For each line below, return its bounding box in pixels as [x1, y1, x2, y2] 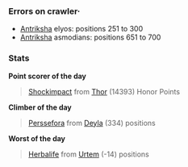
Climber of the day [8, 102, 73, 112]
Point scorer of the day [8, 71, 87, 81]
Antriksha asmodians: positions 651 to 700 [19, 32, 161, 42]
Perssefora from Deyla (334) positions [27, 118, 156, 127]
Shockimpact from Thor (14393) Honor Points [27, 86, 180, 96]
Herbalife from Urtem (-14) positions [27, 149, 149, 159]
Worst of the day [8, 133, 66, 143]
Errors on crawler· [8, 6, 81, 17]
